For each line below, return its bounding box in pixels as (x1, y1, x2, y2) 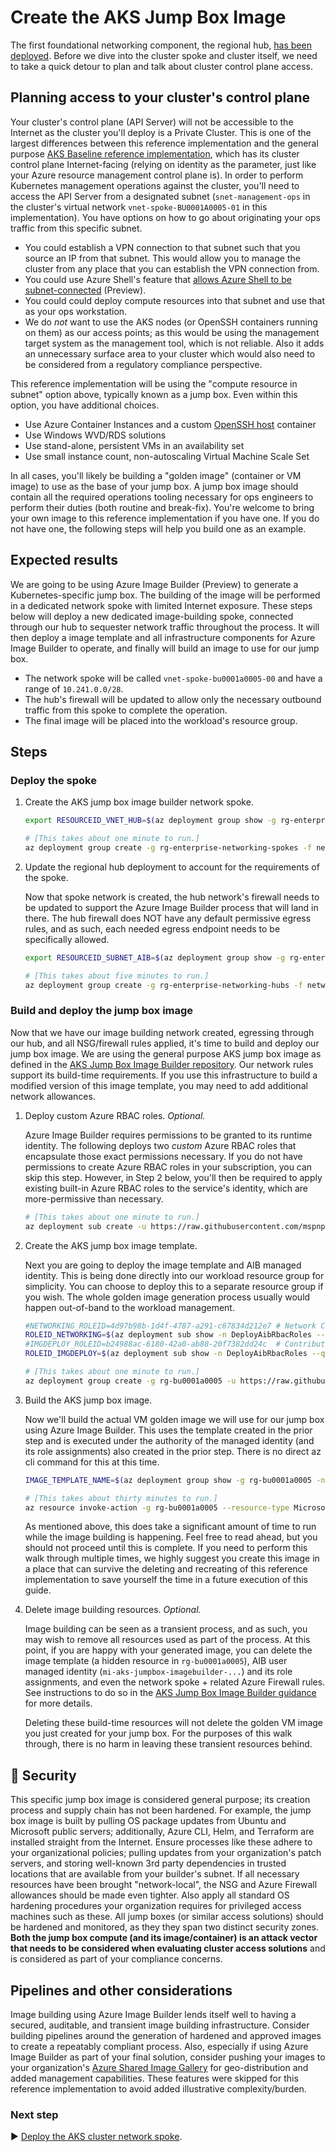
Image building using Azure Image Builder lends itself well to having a (10, 2009, 297, 2021)
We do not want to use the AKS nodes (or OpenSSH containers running (24, 316, 318, 328)
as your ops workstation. (24, 305, 128, 317)
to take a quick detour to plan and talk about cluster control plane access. (10, 60, 313, 72)
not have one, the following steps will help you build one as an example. (10, 522, 307, 535)
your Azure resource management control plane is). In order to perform (10, 169, 304, 181)
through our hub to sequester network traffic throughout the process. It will (10, 621, 320, 633)
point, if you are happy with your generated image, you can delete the (24, 1644, 313, 1656)
